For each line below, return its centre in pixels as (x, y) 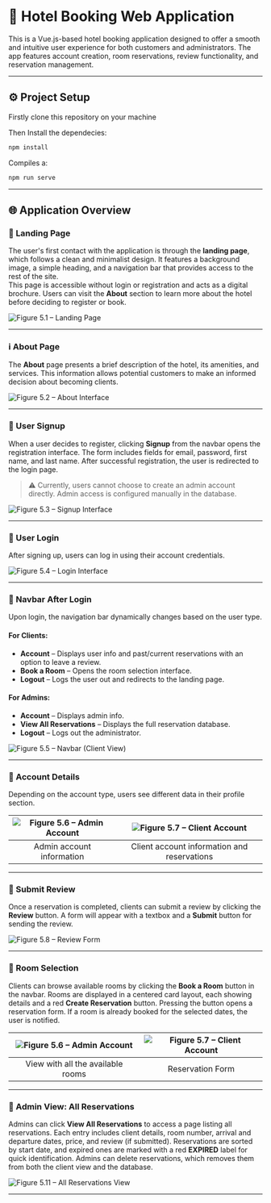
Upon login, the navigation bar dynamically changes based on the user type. (135, 617)
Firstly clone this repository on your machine (83, 117)
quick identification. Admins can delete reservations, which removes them (131, 1158)
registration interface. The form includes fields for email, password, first (128, 452)
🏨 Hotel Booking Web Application (121, 17)
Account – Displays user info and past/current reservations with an (131, 654)
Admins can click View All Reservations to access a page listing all (120, 1124)
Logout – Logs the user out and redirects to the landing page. (122, 679)
